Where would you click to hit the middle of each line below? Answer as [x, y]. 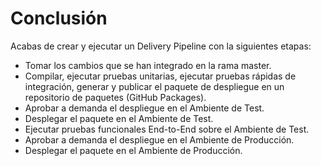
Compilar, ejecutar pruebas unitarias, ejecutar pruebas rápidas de [160, 76]
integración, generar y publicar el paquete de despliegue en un [154, 86]
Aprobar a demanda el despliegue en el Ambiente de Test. [144, 108]
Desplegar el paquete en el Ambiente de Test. [119, 118]
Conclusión [59, 18]
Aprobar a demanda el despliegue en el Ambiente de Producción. [159, 139]
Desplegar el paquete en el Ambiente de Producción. [133, 150]
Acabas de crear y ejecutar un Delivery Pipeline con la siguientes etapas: [161, 46]
